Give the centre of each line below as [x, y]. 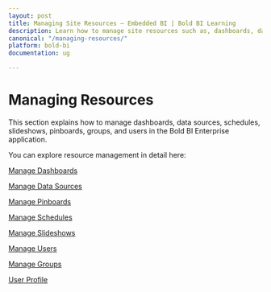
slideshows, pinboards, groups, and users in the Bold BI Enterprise [119, 130]
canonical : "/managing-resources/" [68, 38]
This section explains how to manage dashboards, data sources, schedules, [134, 122]
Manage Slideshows [42, 232]
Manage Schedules [40, 217]
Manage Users [33, 248]
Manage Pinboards [40, 201]
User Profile [28, 279]
